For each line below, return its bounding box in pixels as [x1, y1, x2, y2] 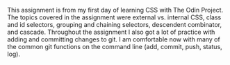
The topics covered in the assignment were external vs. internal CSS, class [7, 13, 222, 21]
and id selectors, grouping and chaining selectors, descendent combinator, [7, 21, 222, 28]
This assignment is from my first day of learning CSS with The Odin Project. [7, 6, 224, 14]
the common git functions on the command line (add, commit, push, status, [7, 43, 222, 50]
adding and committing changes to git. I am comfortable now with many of [7, 35, 220, 44]
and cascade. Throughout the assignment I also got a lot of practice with [7, 28, 215, 36]
